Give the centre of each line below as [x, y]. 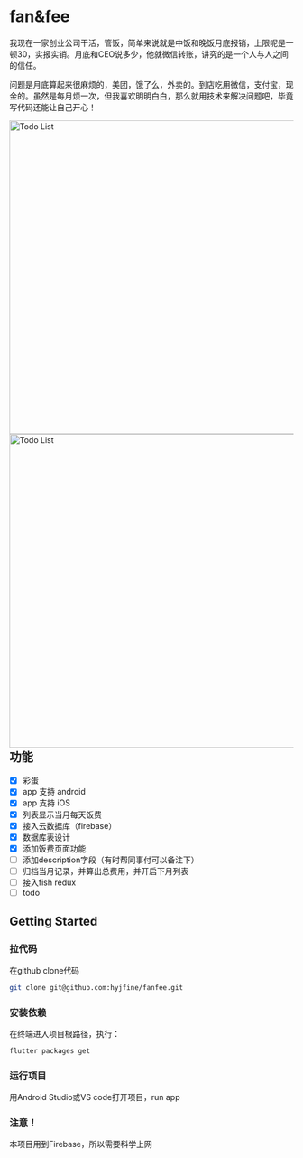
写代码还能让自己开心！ [53, 107]
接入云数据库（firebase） [69, 825]
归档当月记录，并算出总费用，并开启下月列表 [106, 871]
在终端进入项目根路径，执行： [64, 1033]
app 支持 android [54, 792]
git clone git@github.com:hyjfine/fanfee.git [96, 987]
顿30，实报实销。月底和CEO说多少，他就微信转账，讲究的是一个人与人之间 [149, 54]
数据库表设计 [46, 837]
